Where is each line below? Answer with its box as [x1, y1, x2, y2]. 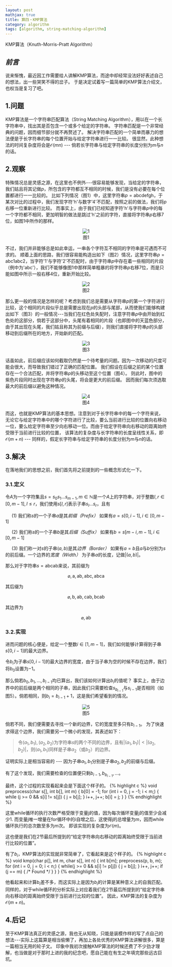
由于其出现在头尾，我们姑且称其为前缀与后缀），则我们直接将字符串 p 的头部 [5, 324, 163, 330]
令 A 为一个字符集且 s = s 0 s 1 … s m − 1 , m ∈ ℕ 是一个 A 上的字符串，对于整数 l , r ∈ [5, 494, 165, 501]
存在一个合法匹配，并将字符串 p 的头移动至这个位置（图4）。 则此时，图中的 [5, 370, 163, 376]
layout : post [5, 7, 33, 13]
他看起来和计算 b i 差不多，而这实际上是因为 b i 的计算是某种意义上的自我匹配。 [5, 879, 165, 886]
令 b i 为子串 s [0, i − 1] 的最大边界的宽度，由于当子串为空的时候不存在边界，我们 [5, 658, 167, 666]
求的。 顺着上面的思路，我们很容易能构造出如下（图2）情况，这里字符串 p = [5, 251, 165, 258]
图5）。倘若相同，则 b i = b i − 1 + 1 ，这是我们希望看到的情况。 [5, 693, 131, 700]
